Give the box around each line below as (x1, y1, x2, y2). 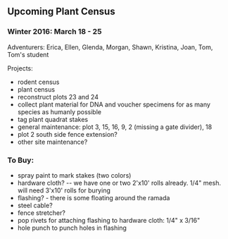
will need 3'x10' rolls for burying (17, 186, 110, 195)
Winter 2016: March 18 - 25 (7, 27, 102, 37)
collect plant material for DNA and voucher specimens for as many (17, 100, 211, 109)
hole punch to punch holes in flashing (17, 223, 127, 232)
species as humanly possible (17, 107, 102, 116)
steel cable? (17, 201, 53, 209)
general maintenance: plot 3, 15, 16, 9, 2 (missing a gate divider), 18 (17, 123, 213, 131)
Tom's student (7, 50, 49, 59)
